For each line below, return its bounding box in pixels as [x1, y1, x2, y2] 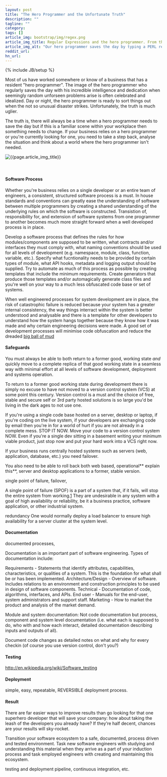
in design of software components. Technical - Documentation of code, [5, 586, 152, 592]
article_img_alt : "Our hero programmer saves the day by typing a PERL [5, 44, 157, 49]
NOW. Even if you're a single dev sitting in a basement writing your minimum [5, 433, 162, 439]
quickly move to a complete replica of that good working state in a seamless [5, 361, 162, 367]
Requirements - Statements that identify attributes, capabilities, [5, 565, 135, 571]
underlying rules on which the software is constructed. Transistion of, [5, 208, 148, 214]
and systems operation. [5, 371, 54, 377]
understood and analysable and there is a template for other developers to [5, 312, 158, 318]
